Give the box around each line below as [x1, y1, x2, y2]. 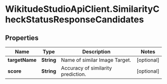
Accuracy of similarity [61, 65, 112, 71]
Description [82, 48, 111, 55]
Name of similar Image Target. [61, 57, 132, 63]
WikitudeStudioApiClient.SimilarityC [5, 3, 160, 15]
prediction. [61, 71, 86, 78]
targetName [7, 57, 37, 63]
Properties [5, 34, 39, 42]
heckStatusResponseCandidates [5, 14, 144, 25]
